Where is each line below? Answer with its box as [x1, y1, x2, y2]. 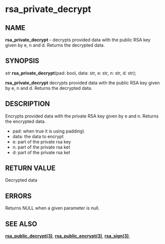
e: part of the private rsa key [12, 139, 71, 145]
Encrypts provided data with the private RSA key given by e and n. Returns [5, 113, 159, 119]
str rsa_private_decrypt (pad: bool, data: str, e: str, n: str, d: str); [5, 70, 136, 76]
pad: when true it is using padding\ [12, 128, 84, 134]
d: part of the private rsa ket [12, 149, 70, 155]
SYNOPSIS [5, 57, 39, 65]
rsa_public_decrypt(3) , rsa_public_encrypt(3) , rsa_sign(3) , [5, 233, 130, 239]
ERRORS [5, 192, 32, 200]
